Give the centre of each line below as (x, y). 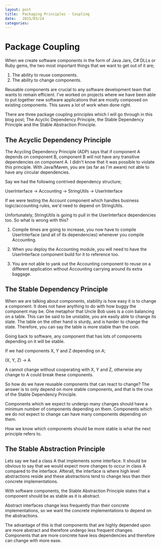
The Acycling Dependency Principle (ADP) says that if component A (73, 152)
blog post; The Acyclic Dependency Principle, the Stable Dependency (74, 120)
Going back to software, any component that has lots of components (73, 336)
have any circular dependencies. (37, 172)
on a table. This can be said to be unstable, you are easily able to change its (80, 316)
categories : (17, 23)
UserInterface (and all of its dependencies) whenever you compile (78, 235)
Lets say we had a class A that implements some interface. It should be (76, 461)
